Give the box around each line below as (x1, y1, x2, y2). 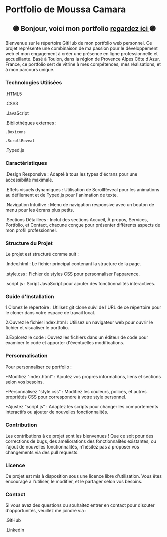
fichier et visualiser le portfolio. (5, 325, 69, 331)
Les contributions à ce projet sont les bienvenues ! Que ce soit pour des (5, 433, 154, 439)
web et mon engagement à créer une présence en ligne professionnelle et (5, 51, 158, 56)
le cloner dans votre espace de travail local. (5, 310, 95, 316)
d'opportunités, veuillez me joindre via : (5, 508, 87, 514)
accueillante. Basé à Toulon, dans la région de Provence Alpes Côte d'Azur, (5, 56, 160, 62)
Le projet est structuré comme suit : (5, 251, 79, 257)
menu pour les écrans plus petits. (5, 207, 74, 213)
